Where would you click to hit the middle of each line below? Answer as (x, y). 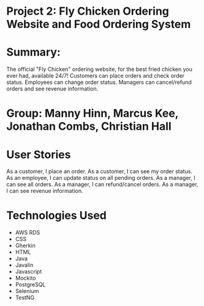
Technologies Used (57, 216)
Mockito (25, 278)
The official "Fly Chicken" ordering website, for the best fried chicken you (100, 69)
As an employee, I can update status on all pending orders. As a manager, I (101, 178)
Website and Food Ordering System (99, 24)
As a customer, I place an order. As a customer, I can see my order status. (100, 171)
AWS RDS (28, 233)
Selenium (27, 291)
